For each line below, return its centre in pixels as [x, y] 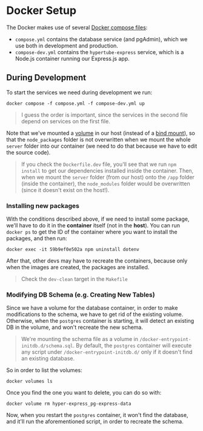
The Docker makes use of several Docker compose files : [77, 27]
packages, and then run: [37, 238]
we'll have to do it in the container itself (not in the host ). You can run [93, 226]
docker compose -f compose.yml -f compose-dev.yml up [76, 103]
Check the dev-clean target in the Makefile [75, 279]
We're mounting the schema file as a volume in [79, 339]
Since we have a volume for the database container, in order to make [92, 308]
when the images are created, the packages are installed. [78, 267]
